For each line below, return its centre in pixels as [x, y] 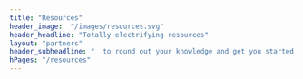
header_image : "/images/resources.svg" [87, 26]
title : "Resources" [46, 18]
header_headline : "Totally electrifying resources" [109, 35]
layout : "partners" [46, 43]
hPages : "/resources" [50, 60]
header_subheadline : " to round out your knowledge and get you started [152, 52]
